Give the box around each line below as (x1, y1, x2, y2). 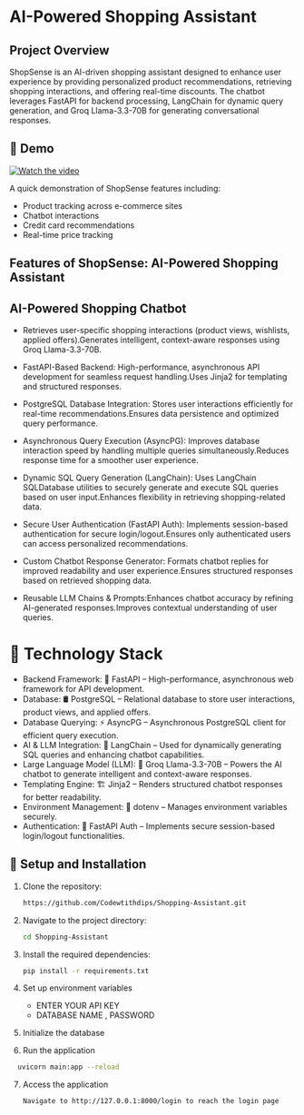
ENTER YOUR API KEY (35, 1001, 120, 1011)
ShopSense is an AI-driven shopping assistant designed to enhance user (9, 66, 282, 77)
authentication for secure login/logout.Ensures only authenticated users (22, 528, 291, 539)
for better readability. (22, 792, 102, 803)
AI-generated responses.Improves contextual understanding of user (22, 602, 278, 614)
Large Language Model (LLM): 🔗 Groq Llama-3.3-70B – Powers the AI (22, 758, 283, 769)
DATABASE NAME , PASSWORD (35, 1010, 155, 1021)
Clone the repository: (22, 881, 103, 892)
